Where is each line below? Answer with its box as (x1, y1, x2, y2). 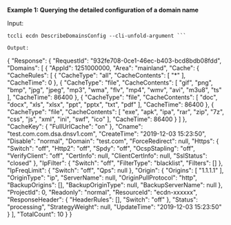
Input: (7, 19, 24, 27)
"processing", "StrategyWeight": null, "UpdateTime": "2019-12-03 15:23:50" (7, 203, 222, 211)
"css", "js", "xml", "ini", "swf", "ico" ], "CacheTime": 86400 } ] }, (7, 115, 188, 123)
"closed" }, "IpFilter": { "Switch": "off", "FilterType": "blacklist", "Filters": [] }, (7, 159, 223, 167)
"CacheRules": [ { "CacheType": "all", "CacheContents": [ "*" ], (7, 72, 186, 79)
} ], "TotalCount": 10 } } (7, 210, 72, 218)
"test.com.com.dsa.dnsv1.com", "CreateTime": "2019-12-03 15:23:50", (7, 130, 207, 138)
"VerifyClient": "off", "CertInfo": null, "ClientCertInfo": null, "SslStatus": (7, 151, 208, 160)
